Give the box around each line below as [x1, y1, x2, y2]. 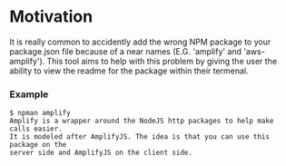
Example [9, 88, 49, 101]
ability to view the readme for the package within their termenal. [9, 65, 249, 76]
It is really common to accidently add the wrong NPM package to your [9, 36, 271, 47]
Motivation [9, 6, 94, 27]
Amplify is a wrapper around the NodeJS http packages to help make [9, 116, 274, 126]
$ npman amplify [9, 109, 71, 118]
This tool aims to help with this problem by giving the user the [46, 55, 278, 66]
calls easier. [9, 124, 64, 133]
